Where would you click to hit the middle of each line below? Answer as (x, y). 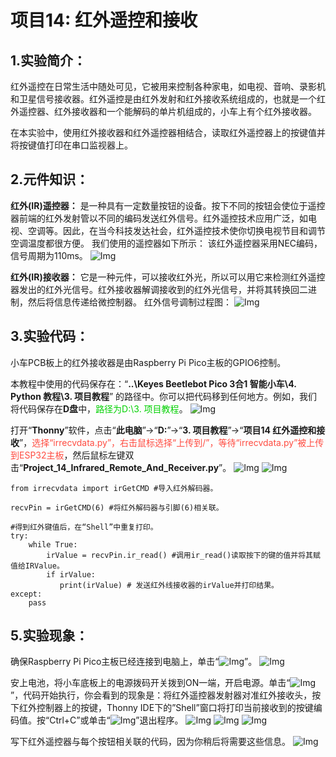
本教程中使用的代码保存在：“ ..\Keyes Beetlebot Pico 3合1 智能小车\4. (153, 383)
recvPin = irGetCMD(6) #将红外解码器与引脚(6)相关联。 (117, 507)
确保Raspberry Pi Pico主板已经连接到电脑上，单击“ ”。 (134, 662)
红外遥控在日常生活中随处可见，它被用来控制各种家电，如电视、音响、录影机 (168, 86)
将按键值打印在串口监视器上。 (71, 145)
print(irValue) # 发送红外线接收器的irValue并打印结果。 (169, 585)
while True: (53, 544)
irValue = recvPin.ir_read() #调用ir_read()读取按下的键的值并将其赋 (183, 555)
